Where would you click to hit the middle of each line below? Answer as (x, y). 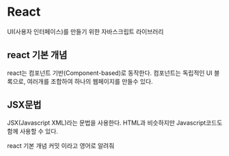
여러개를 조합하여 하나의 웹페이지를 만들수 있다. (90, 81)
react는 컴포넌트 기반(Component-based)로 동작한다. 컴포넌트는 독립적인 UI (110, 73)
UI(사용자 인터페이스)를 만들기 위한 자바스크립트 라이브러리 (85, 31)
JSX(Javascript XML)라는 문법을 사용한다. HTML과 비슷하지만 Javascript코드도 (115, 123)
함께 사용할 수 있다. (32, 131)
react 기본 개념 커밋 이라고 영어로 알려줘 (61, 145)
